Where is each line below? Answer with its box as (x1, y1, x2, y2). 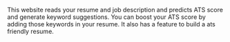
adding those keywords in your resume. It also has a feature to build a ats (7, 20, 215, 28)
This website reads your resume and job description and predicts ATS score (7, 6, 223, 14)
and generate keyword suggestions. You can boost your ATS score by (7, 13, 206, 21)
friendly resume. (7, 27, 54, 35)
